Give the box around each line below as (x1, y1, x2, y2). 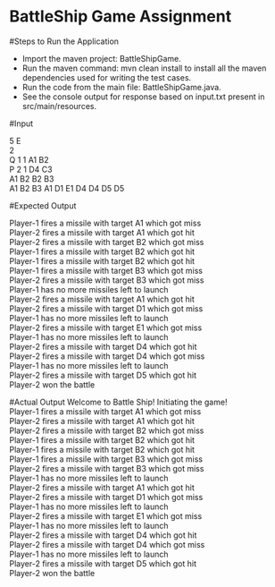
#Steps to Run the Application (9, 36, 119, 47)
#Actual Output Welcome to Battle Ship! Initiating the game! (9, 396, 228, 407)
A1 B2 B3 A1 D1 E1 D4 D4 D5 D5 (9, 183, 125, 193)
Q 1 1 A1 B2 (9, 154, 49, 165)
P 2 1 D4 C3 (9, 164, 53, 174)
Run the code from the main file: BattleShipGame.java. (21, 81, 221, 92)
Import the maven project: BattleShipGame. (21, 53, 181, 64)
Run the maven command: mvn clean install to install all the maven (21, 63, 267, 73)
